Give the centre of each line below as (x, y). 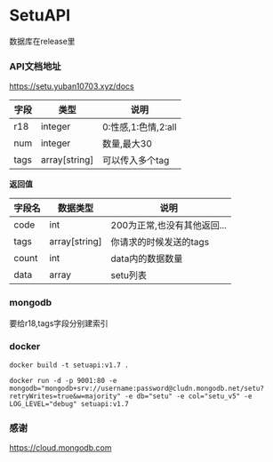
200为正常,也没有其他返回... (169, 226)
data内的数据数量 (147, 259)
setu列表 (129, 275)
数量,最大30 (127, 144)
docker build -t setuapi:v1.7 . (69, 365)
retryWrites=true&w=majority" (65, 396)
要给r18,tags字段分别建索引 (59, 323)
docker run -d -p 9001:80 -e (63, 380)
